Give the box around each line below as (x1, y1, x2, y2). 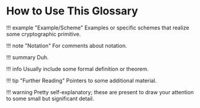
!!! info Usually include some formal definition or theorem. (6, 65, 149, 73)
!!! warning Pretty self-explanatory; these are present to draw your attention (6, 88, 194, 95)
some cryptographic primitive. (6, 30, 81, 37)
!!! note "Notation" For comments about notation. (6, 42, 128, 49)
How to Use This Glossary (6, 4, 139, 18)
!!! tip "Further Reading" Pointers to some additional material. (6, 77, 157, 84)
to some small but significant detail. (6, 95, 95, 102)
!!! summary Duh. (6, 53, 49, 61)
